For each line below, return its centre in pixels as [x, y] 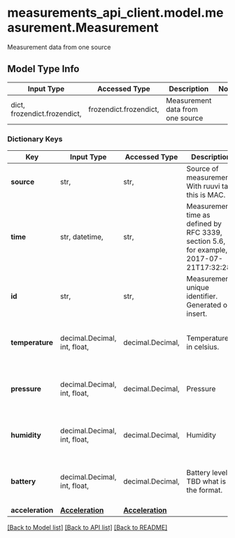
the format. [204, 490]
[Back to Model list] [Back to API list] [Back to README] [87, 528]
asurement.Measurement [83, 28]
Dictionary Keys [35, 139]
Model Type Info [43, 69]
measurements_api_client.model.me [115, 13]
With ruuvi [203, 187]
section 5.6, [206, 241]
